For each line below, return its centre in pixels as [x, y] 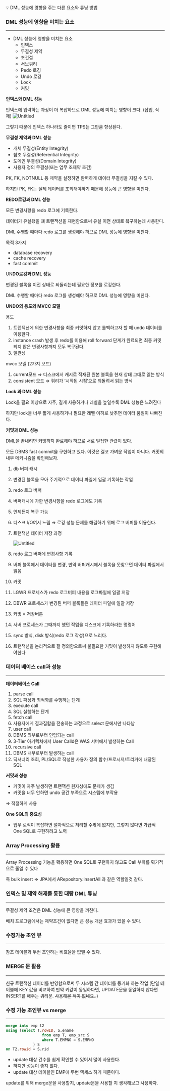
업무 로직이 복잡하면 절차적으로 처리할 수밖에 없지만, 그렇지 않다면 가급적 [84, 825]
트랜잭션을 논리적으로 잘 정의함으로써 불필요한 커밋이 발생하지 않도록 [80, 646]
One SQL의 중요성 [24, 814]
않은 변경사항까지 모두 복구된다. [53, 347]
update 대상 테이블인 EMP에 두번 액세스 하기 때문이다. [67, 1072]
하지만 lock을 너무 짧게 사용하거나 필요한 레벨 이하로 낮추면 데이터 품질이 [77, 413]
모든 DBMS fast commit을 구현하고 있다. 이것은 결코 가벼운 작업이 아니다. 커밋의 [85, 452]
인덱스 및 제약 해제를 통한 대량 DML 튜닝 [51, 893]
